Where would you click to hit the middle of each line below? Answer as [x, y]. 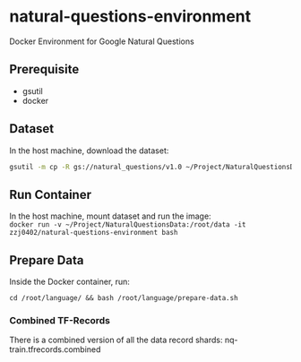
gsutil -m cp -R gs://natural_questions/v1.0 [95, 167]
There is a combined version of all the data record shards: [116, 340]
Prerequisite [44, 69]
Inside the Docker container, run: [69, 282]
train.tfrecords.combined [55, 349]
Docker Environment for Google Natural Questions [102, 41]
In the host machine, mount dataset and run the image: [111, 216]
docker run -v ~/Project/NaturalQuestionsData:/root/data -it [128, 225]
